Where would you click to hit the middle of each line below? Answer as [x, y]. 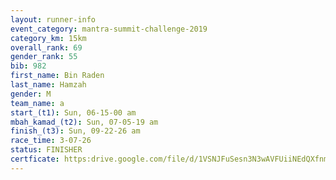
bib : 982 [28, 66]
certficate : [35, 159]
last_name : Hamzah [48, 85]
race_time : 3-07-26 [51, 141]
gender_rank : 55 [44, 57]
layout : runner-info [53, 19]
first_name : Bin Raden [57, 76]
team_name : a [37, 103]
